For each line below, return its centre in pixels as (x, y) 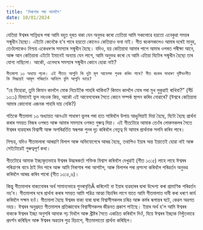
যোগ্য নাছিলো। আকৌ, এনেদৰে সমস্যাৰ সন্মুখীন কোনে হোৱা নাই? (61, 62)
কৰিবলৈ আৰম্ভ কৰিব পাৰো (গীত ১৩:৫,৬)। (43, 174)
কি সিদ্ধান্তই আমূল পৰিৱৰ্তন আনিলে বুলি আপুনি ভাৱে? (49, 79)
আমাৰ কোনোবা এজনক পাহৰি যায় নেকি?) (41, 103)
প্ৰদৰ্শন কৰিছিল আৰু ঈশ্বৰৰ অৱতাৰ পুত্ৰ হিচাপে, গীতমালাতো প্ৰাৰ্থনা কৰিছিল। (69, 220)
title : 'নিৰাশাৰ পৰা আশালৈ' (34, 12)
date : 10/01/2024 (28, 18)
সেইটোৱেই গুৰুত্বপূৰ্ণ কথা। (28, 148)
